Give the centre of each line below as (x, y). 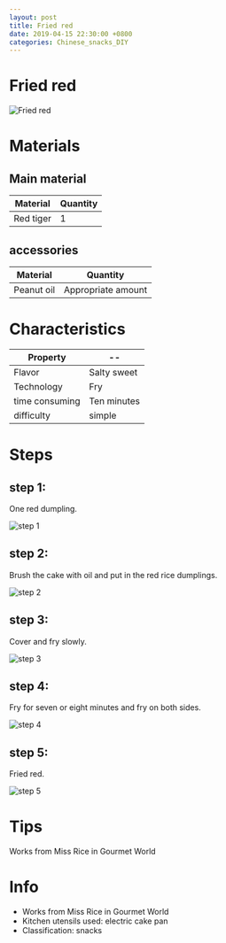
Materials (45, 146)
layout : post (33, 17)
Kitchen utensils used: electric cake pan (95, 921)
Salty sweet (113, 372)
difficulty (32, 415)
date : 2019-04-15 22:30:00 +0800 (71, 34)
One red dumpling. (43, 508)
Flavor (27, 372)
